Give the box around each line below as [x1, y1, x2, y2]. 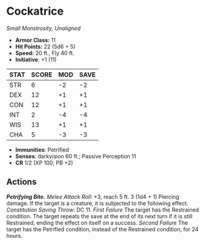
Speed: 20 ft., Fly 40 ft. [15, 49, 75, 56]
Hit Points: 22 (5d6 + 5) [15, 43, 76, 50]
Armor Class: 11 [15, 36, 56, 43]
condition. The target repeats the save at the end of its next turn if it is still [6, 212, 193, 220]
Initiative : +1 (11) [15, 56, 57, 63]
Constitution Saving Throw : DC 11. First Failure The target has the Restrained [6, 206, 199, 213]
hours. [6, 232, 23, 239]
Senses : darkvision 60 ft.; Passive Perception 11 [15, 152, 136, 160]
